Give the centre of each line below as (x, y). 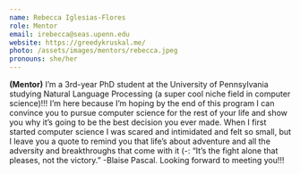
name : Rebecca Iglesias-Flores (68, 17)
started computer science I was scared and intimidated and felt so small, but (150, 132)
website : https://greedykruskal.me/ (77, 42)
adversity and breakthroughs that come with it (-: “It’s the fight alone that (144, 151)
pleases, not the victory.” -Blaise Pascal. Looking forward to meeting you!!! (147, 160)
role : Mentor (34, 26)
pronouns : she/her (43, 59)
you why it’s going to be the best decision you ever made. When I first (138, 122)
